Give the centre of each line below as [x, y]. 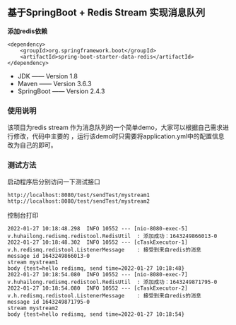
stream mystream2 [33, 308]
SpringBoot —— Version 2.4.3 [61, 91]
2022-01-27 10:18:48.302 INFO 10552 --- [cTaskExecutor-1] [98, 242]
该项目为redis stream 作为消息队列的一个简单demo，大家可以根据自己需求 [115, 128]
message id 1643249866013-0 [49, 256]
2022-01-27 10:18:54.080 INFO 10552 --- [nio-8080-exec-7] [98, 275]
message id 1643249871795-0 [49, 302]
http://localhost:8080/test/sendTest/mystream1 [79, 195]
